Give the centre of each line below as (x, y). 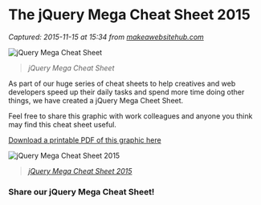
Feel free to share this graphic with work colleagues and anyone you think (130, 116)
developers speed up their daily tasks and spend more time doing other (126, 92)
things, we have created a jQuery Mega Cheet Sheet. (96, 100)
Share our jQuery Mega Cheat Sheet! (82, 191)
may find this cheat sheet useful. (62, 124)
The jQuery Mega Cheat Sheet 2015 (129, 15)
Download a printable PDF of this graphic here (85, 140)
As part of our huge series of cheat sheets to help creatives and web (122, 83)
